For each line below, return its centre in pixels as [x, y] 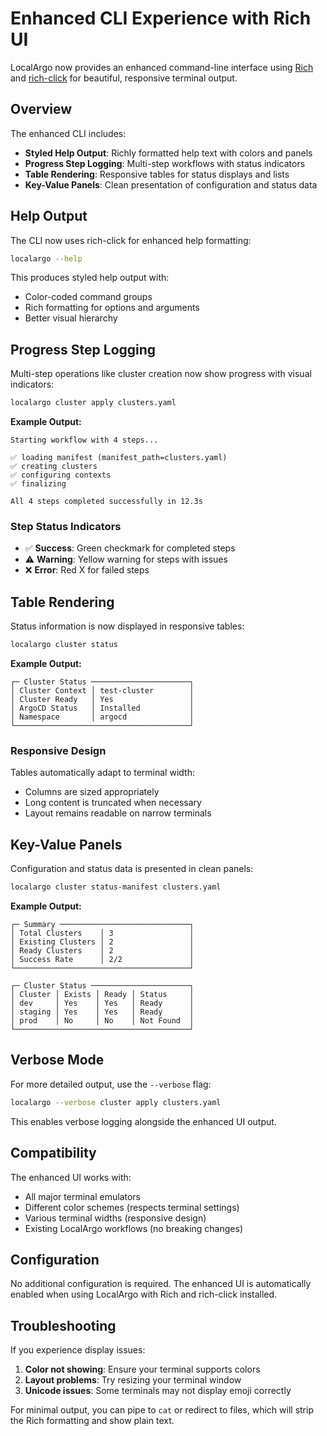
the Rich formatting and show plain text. [92, 1421]
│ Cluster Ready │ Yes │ [102, 700]
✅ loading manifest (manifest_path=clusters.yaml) [119, 458]
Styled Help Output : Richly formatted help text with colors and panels [168, 153]
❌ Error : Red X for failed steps [87, 570]
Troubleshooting [63, 1325]
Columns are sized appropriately [92, 792]
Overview [41, 109]
